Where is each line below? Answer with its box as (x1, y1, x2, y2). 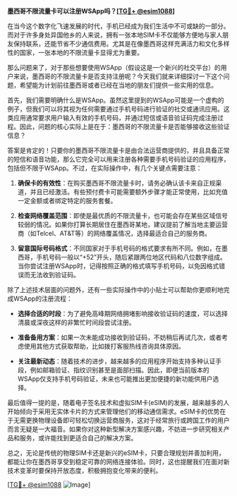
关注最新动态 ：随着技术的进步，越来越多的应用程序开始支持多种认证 (17, 357, 216, 365)
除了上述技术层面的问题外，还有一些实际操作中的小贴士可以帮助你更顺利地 (7, 286, 224, 294)
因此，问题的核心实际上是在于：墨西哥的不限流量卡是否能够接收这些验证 (19, 123, 230, 131)
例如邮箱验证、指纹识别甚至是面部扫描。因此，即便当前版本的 (30, 366, 209, 374)
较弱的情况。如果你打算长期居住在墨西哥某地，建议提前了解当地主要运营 (17, 220, 228, 229)
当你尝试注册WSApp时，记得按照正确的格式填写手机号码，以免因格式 (17, 262, 219, 270)
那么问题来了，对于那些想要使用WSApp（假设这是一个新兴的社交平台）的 (7, 63, 221, 71)
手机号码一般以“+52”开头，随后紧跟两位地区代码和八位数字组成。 (36, 253, 227, 261)
